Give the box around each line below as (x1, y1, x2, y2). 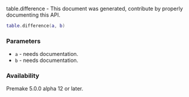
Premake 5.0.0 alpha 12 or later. (6, 85, 83, 92)
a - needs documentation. (14, 51, 79, 58)
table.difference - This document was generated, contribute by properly (6, 5, 183, 12)
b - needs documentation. (14, 57, 79, 64)
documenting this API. (6, 11, 61, 18)
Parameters (6, 37, 41, 45)
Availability (6, 71, 40, 80)
